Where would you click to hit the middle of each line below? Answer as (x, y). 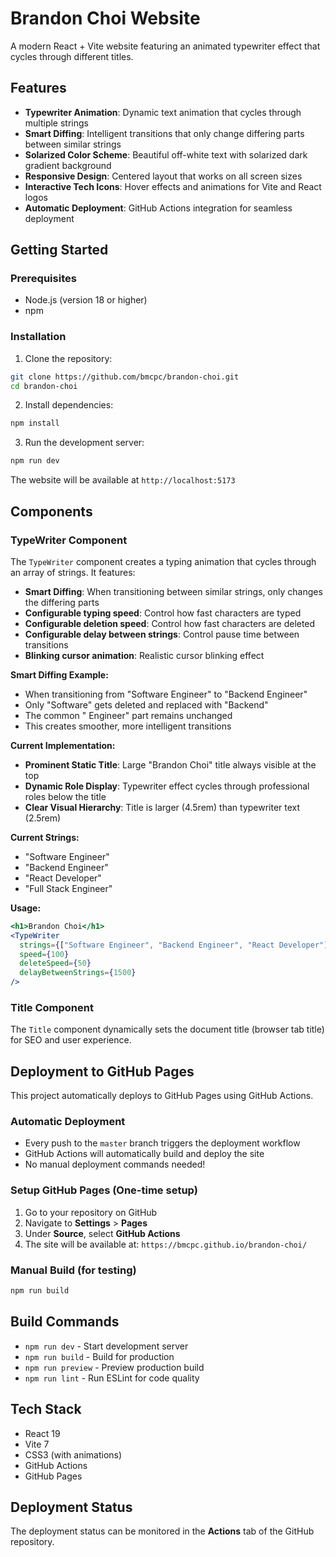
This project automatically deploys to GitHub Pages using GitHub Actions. (162, 1096)
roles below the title (65, 796)
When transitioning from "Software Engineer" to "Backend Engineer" (166, 694)
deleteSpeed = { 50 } (55, 963)
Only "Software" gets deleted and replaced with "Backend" (146, 704)
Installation (38, 337)
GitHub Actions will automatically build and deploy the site (144, 1154)
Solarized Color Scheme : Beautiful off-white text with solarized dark (166, 154)
